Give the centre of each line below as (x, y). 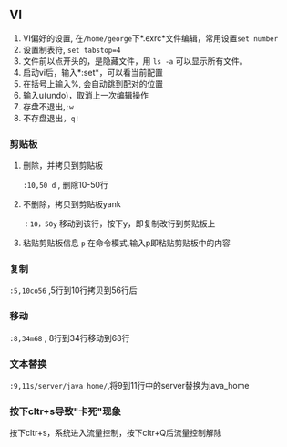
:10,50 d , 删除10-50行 (66, 185)
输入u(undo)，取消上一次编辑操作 (85, 95)
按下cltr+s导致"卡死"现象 (65, 411)
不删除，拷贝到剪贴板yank (72, 204)
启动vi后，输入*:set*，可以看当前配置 (93, 72)
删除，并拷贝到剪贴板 (62, 166)
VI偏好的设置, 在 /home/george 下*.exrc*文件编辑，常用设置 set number (150, 38)
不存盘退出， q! (51, 118)
